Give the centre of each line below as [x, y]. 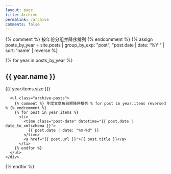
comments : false [22, 24]
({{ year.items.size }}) [28, 89]
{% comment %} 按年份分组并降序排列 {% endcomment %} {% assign [79, 39]
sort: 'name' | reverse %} [32, 51]
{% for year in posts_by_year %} [39, 60]
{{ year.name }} [31, 76]
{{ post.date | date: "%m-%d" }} [64, 131]
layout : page [19, 10]
